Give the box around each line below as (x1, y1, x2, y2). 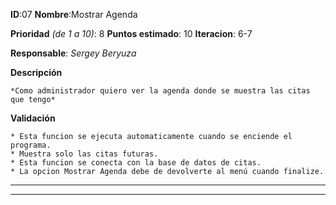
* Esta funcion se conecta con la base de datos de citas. (10, 158, 262, 168)
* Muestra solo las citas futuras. (10, 149, 159, 159)
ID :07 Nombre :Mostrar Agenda (10, 9, 138, 20)
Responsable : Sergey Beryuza (10, 47, 137, 59)
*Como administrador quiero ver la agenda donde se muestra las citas (10, 86, 311, 96)
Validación (10, 112, 56, 124)
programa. (10, 140, 52, 150)
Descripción (10, 67, 63, 78)
